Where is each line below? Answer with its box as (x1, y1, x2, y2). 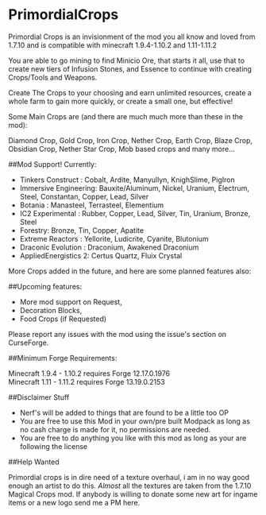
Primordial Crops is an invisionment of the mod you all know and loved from (8, 32, 256, 41)
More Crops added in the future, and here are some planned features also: (8, 266, 252, 276)
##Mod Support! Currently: (8, 159, 97, 168)
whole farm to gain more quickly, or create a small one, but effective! (8, 96, 233, 106)
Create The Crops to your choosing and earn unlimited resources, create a (8, 87, 252, 97)
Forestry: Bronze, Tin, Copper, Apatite (19, 225, 145, 235)
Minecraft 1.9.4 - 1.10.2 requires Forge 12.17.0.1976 (8, 368, 171, 378)
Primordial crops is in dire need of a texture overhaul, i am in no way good (8, 472, 250, 482)
